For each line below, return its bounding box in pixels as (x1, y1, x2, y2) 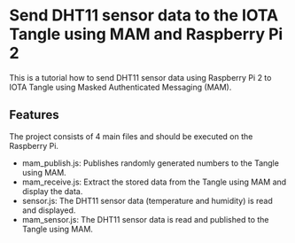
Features (9, 107, 59, 122)
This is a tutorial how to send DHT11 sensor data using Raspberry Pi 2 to (9, 72, 272, 82)
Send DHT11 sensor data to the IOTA (9, 5, 279, 26)
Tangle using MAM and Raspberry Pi (9, 24, 283, 44)
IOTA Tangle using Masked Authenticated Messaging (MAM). (9, 82, 232, 92)
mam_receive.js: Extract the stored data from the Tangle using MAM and (21, 176, 287, 187)
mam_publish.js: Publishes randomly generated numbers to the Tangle (21, 157, 279, 169)
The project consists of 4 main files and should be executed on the (9, 130, 253, 142)
